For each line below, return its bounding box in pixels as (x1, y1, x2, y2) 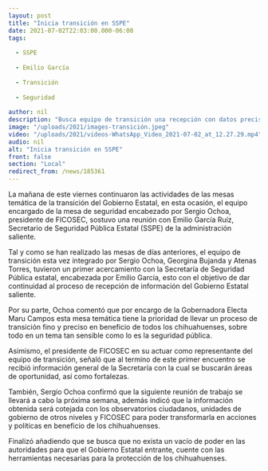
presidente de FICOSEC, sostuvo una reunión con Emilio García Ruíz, (8, 215, 235, 224)
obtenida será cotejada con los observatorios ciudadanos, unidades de (8, 404, 242, 414)
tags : (8, 34, 26, 42)
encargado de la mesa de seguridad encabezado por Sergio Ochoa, (8, 207, 231, 216)
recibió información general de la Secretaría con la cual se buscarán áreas (8, 363, 253, 372)
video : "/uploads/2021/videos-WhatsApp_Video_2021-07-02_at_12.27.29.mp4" (8, 130, 262, 138)
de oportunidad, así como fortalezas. (8, 372, 130, 381)
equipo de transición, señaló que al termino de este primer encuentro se (8, 354, 246, 364)
